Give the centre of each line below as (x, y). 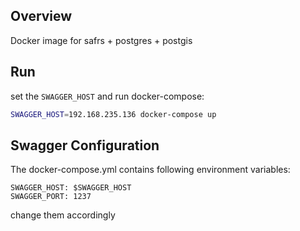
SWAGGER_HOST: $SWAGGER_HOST (71, 188)
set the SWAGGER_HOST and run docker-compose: (107, 96)
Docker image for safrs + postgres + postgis (101, 40)
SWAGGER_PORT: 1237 (51, 197)
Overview (41, 16)
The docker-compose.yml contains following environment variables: (150, 170)
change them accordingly (63, 215)
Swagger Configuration (85, 145)
